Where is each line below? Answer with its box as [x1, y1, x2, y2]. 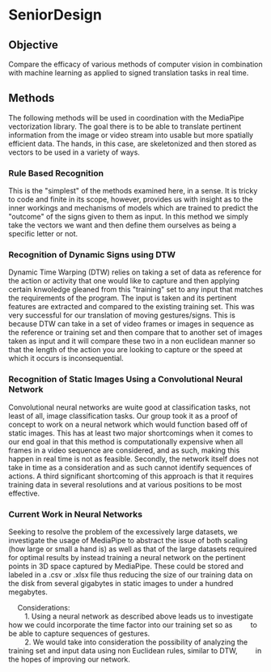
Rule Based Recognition [8, 168, 104, 179]
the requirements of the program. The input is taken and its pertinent [8, 293, 237, 303]
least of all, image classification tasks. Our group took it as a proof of [8, 410, 239, 420]
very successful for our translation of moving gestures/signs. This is [8, 310, 236, 321]
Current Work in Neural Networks [8, 508, 143, 520]
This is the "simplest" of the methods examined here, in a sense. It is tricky [8, 186, 258, 196]
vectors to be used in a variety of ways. [8, 147, 140, 157]
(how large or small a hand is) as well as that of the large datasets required [8, 544, 257, 554]
